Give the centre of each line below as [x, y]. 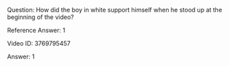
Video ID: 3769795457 [39, 43]
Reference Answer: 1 [36, 30]
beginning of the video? [40, 17]
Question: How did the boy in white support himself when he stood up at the [115, 10]
